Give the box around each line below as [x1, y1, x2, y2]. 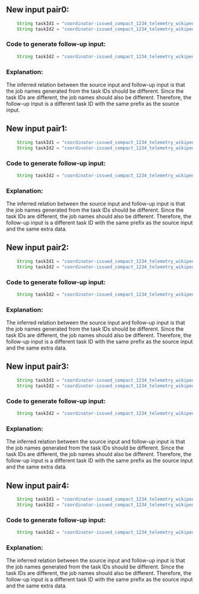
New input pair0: [6, 5, 69, 15]
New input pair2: [6, 243, 69, 253]
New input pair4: [6, 480, 69, 491]
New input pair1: [6, 124, 68, 134]
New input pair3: [6, 362, 69, 372]
